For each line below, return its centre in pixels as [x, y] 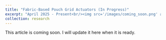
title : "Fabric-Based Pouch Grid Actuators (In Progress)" [67, 10]
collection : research [27, 19]
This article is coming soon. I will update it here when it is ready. [70, 33]
